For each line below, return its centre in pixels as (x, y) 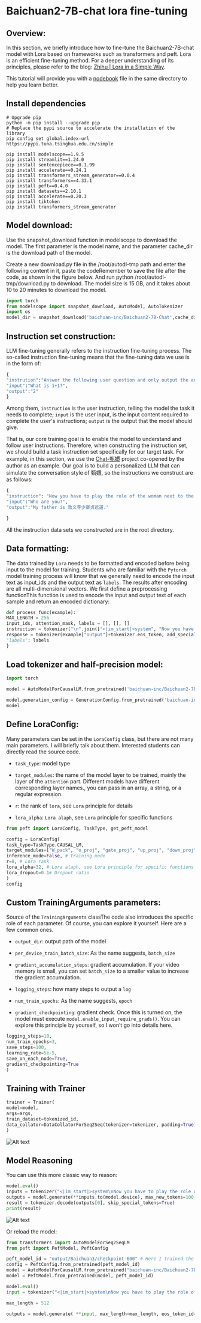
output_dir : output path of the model (60, 941)
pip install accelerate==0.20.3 (46, 196)
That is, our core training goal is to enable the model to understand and (94, 439)
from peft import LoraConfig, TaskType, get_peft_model (77, 828)
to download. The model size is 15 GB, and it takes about (120, 283)
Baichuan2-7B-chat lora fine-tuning (97, 11)
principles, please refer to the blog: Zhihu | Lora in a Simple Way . (86, 67)
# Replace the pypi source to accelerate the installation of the (91, 128)
